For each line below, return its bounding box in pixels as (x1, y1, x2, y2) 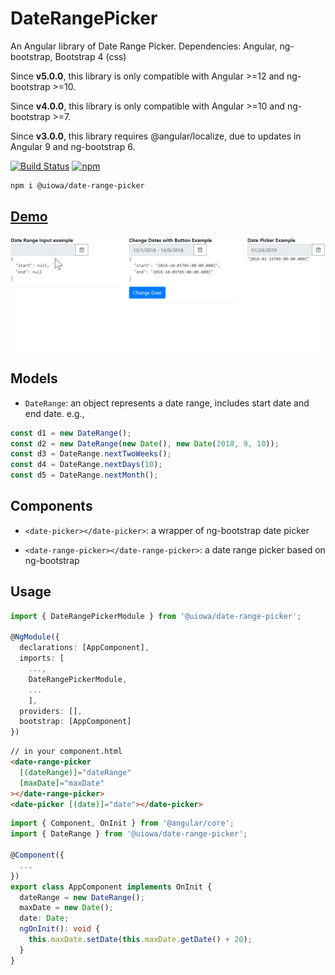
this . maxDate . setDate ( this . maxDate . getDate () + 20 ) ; (28, 935, 253, 945)
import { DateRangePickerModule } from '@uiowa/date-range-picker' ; (10, 611, 302, 621)
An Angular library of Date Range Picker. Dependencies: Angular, (10, 40, 278, 52)
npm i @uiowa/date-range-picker (10, 180, 145, 191)
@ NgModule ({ (10, 632, 60, 642)
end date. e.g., (24, 407, 85, 419)
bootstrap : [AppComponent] (19, 717, 132, 727)
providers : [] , (19, 706, 83, 716)
